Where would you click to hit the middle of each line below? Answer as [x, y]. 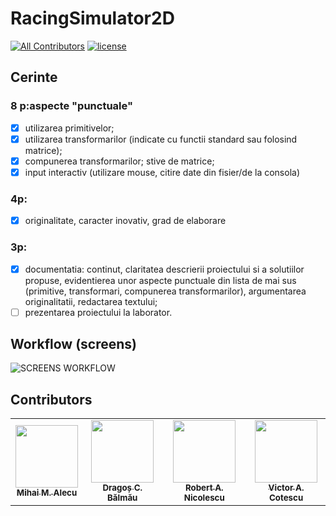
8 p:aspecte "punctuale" [71, 106]
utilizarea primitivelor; [69, 128]
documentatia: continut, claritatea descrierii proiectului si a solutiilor [164, 269]
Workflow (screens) [73, 344]
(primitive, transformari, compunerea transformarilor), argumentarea [165, 291]
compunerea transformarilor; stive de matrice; [119, 161]
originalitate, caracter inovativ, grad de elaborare [125, 221]
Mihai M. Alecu [47, 493]
